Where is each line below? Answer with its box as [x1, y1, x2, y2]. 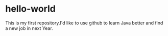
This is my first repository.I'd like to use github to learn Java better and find [5, 20, 163, 26]
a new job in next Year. [5, 25, 53, 31]
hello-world [5, 3, 56, 15]
